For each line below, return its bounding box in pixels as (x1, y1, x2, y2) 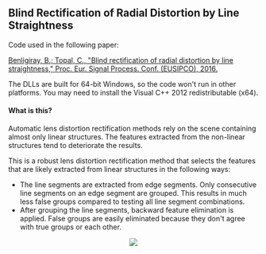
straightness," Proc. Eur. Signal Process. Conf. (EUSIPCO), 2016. (8, 64, 218, 73)
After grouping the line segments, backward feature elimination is (19, 205, 234, 215)
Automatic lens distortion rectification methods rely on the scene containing (8, 123, 256, 134)
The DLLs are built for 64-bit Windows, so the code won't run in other (8, 79, 237, 88)
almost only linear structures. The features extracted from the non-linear (8, 132, 246, 142)
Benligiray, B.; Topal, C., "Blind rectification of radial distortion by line (8, 55, 234, 64)
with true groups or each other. (19, 222, 121, 232)
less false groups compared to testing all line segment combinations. (19, 197, 245, 206)
